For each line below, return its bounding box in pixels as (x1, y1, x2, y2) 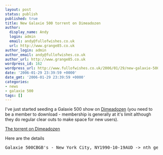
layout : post (5, 7, 32, 12)
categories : (5, 79, 29, 84)
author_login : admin (5, 48, 47, 52)
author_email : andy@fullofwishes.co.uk (5, 52, 86, 57)
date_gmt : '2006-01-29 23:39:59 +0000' (5, 75, 86, 80)
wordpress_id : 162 (5, 61, 42, 66)
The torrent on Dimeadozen (5, 126, 60, 132)
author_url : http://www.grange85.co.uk (5, 57, 86, 62)
